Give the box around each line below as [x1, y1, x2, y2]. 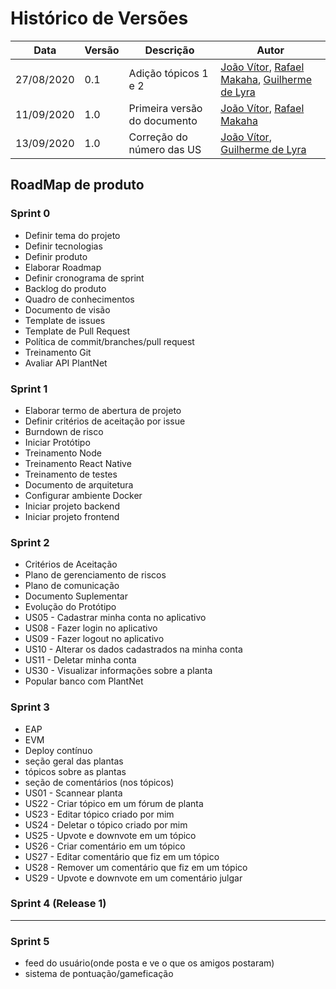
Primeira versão [128, 101, 203, 115]
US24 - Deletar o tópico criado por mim [24, 818, 188, 831]
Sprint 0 [10, 207, 51, 221]
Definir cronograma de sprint [24, 272, 145, 284]
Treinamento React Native [24, 457, 132, 469]
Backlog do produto [24, 282, 107, 294]
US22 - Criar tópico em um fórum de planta [24, 797, 204, 809]
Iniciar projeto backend [24, 500, 120, 512]
